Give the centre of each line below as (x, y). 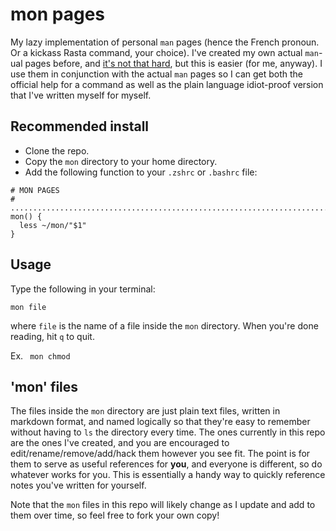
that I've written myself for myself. (81, 95)
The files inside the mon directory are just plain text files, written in (145, 411)
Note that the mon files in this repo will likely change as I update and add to (163, 505)
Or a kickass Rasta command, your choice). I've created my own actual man (164, 52)
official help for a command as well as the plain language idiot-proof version (167, 84)
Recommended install (80, 126)
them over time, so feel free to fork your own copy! (115, 515)
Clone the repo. (57, 150)
